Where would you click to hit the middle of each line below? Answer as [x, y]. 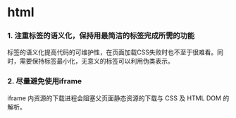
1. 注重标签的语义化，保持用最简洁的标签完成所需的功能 [101, 36]
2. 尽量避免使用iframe [45, 81]
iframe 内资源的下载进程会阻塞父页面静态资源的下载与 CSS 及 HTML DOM [114, 98]
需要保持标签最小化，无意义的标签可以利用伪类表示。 [97, 61]
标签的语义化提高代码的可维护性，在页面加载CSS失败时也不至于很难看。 [112, 52]
